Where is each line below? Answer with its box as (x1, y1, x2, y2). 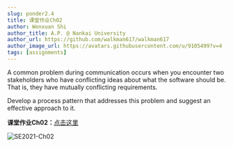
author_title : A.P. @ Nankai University (7, 29, 127, 37)
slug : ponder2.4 (7, 10, 54, 17)
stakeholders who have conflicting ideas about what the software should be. (7, 75, 226, 84)
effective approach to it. (7, 104, 76, 112)
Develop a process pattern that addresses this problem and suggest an (7, 96, 211, 105)
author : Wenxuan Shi (7, 23, 67, 30)
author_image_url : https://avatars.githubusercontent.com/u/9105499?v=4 (7, 42, 223, 49)
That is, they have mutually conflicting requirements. (7, 83, 158, 91)
